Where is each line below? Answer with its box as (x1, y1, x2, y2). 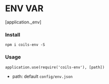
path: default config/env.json (12, 73, 73, 79)
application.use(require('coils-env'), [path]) (5, 64, 105, 70)
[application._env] (5, 19, 42, 25)
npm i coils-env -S (5, 42, 45, 47)
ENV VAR (5, 3, 43, 14)
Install (5, 31, 21, 38)
